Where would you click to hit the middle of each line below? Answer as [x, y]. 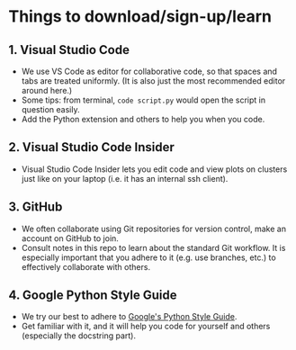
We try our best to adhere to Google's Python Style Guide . [129, 317]
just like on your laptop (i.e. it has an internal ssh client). [125, 178]
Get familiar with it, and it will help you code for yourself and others [146, 327]
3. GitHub [36, 207]
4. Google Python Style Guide [93, 296]
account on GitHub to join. [70, 238]
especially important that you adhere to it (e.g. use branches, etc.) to [148, 257]
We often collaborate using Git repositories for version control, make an [154, 229]
